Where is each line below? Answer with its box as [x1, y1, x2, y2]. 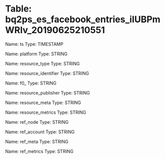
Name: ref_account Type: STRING [5, 129, 75, 135]
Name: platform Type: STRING [5, 51, 68, 57]
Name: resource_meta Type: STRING [5, 99, 81, 106]
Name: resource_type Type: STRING [5, 60, 80, 66]
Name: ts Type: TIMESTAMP [5, 41, 64, 47]
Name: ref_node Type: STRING [5, 119, 69, 125]
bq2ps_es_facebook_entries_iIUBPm [5, 14, 160, 25]
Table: [5, 3, 32, 15]
